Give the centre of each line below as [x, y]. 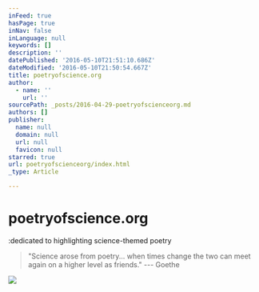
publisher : [26, 120]
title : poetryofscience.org [55, 75]
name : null [34, 127]
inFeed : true [30, 16]
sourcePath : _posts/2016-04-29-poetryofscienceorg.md [100, 105]
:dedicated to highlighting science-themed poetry [90, 240]
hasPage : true [32, 23]
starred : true [32, 157]
